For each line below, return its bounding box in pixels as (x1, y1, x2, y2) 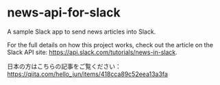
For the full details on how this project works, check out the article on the (7, 40, 214, 49)
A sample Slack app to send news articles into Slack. (7, 27, 156, 36)
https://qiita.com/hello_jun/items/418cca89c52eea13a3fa (7, 70, 168, 78)
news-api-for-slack (7, 5, 121, 21)
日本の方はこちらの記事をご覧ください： (7, 62, 121, 70)
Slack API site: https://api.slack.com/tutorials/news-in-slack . (7, 48, 178, 56)
